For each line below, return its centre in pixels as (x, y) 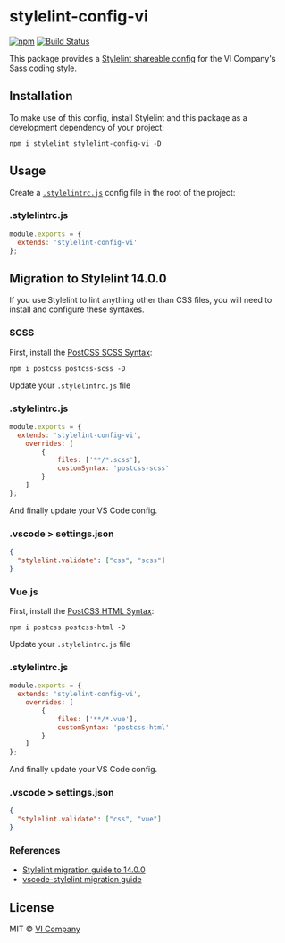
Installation (41, 96)
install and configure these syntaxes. (77, 309)
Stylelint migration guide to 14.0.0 (84, 870)
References (35, 850)
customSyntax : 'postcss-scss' (113, 468)
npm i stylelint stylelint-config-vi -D (86, 143)
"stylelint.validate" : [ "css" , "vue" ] (90, 820)
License (32, 908)
